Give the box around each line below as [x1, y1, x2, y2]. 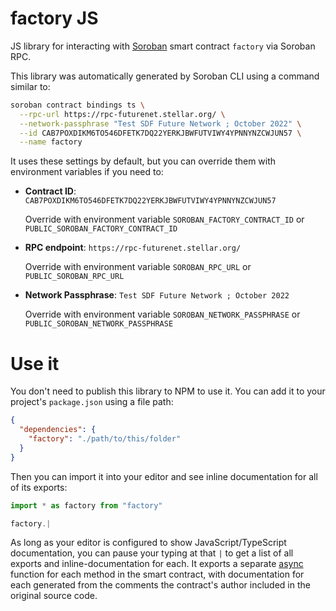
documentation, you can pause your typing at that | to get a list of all [10, 547, 294, 559]
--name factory [19, 137, 83, 147]
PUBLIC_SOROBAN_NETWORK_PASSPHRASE [24, 319, 174, 329]
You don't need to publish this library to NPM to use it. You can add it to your [10, 385, 326, 397]
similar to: [10, 80, 51, 92]
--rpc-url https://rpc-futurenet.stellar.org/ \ [19, 109, 226, 119]
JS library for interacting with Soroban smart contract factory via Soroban [10, 40, 316, 52]
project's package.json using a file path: [10, 396, 174, 408]
